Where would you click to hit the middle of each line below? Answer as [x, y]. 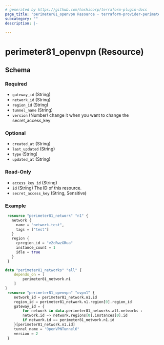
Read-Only [18, 172]
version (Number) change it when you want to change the [71, 115]
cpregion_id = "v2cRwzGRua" [44, 243]
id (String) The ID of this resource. [47, 188]
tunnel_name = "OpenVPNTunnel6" [47, 329]
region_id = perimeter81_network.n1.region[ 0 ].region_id [73, 302]
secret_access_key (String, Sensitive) [49, 193]
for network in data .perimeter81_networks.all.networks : [83, 311]
